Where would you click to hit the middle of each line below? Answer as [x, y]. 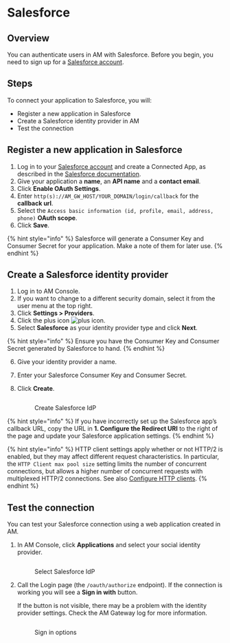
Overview [28, 38]
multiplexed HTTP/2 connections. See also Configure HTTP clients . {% [107, 479]
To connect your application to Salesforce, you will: [80, 100]
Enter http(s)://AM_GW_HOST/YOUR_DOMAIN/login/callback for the [108, 196]
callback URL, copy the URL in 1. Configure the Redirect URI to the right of [113, 429]
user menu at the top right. [55, 306]
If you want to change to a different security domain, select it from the [116, 298]
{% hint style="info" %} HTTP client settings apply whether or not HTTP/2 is [115, 449]
